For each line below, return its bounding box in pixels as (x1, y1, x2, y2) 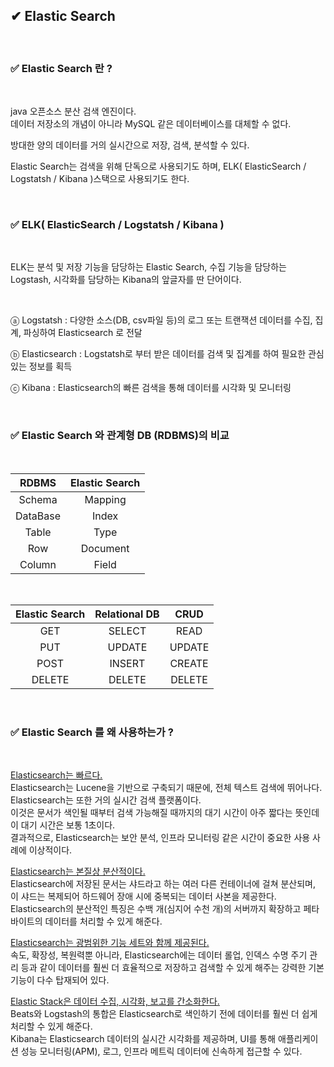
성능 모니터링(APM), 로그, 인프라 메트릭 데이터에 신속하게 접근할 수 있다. (20, 1045, 303, 1057)
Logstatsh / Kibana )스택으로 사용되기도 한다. (10, 173, 190, 185)
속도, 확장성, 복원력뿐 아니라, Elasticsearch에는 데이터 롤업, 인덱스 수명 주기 (10, 949, 308, 961)
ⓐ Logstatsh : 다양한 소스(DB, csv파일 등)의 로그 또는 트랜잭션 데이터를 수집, (10, 314, 313, 326)
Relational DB (94, 607, 160, 621)
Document (80, 541, 130, 555)
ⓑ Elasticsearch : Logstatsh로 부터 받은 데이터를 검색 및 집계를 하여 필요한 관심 (10, 348, 325, 360)
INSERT (109, 656, 146, 670)
